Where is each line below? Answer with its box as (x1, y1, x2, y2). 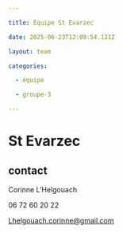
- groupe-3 (15, 91, 52, 99)
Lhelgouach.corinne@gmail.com (8, 216, 114, 225)
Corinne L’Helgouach (8, 185, 78, 194)
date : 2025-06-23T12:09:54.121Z (8, 33, 115, 41)
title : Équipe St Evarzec (8, 18, 94, 26)
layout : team (8, 47, 52, 56)
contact (8, 164, 48, 177)
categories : (8, 61, 48, 70)
